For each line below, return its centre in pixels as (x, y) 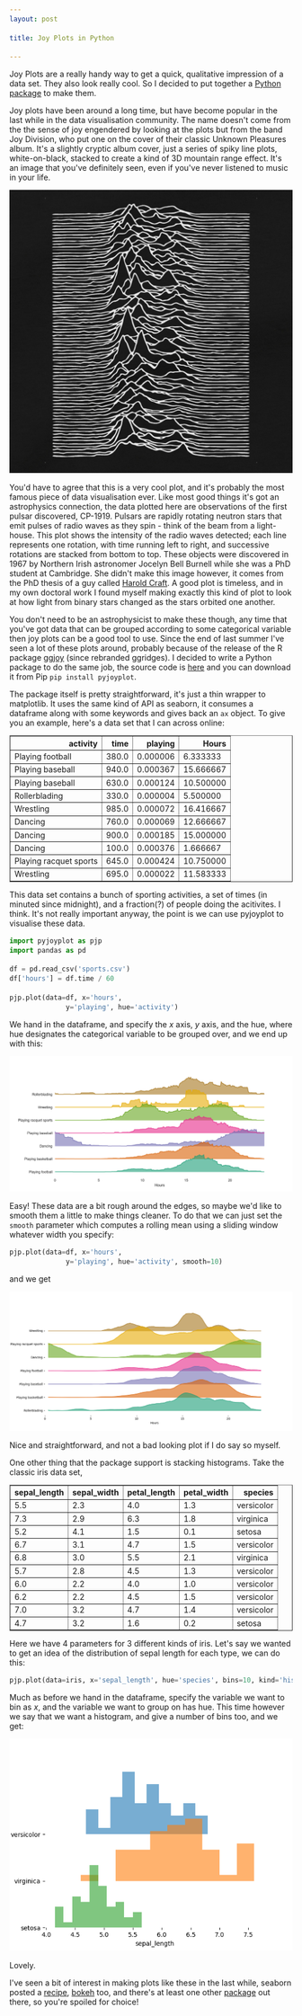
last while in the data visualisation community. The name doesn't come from (150, 120)
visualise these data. (47, 923)
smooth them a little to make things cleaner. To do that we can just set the (146, 1216)
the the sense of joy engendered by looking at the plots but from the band (146, 129)
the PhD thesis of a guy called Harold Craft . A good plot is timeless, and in (147, 583)
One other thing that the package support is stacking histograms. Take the (147, 1462)
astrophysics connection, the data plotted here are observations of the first (148, 507)
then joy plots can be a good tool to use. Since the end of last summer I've (147, 639)
